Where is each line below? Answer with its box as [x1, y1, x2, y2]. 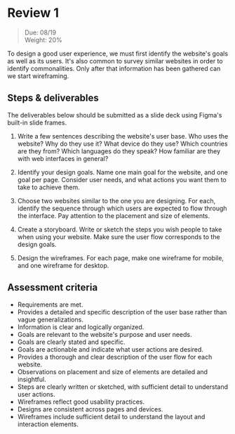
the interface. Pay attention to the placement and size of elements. [17, 211, 210, 219]
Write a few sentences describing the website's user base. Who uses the [17, 132, 229, 140]
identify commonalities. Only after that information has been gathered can [7, 64, 221, 72]
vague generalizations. [17, 315, 84, 324]
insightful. [17, 375, 47, 383]
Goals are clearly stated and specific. [17, 338, 126, 346]
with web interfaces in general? [17, 154, 109, 162]
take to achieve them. [17, 183, 80, 191]
